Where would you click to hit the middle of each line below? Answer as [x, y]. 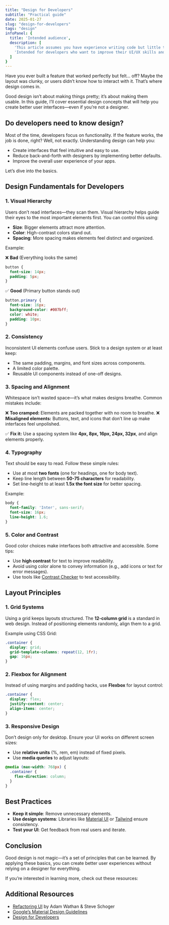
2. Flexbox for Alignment [36, 675]
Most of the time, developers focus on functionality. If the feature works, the [84, 135]
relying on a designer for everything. [43, 868]
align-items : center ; [32, 709]
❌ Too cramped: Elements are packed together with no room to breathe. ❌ [82, 413]
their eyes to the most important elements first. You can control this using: [82, 217]
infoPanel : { [19, 33]
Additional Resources [39, 894]
